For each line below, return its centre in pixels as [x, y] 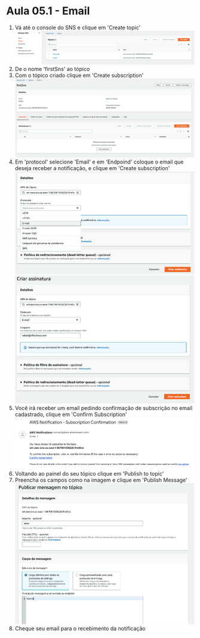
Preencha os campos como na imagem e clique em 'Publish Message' [101, 480]
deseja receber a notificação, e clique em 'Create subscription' [92, 168]
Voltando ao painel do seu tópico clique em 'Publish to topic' [89, 473]
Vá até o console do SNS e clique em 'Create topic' [78, 27]
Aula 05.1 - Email [48, 11]
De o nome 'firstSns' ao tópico [52, 69]
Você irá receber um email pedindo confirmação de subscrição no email [104, 408]
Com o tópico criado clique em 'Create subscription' [79, 75]
